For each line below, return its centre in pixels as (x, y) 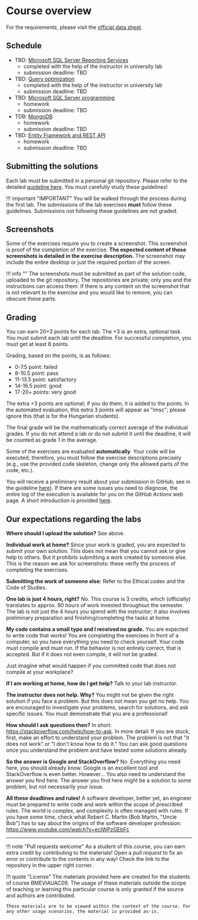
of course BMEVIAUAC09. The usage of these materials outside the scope (96, 883)
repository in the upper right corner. (49, 865)
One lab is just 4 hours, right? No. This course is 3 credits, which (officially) (98, 599)
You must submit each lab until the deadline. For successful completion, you (99, 338)
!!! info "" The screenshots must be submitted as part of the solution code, (96, 274)
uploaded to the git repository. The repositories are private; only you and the (99, 280)
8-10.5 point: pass (37, 374)
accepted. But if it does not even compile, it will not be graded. (82, 654)
